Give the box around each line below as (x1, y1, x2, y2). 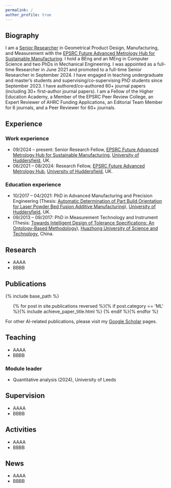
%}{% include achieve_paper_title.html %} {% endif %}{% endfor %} (12, 308, 159, 314)
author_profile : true (5, 12, 52, 17)
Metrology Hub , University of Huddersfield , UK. (12, 168, 113, 174)
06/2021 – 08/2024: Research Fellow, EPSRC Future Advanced (12, 163, 145, 169)
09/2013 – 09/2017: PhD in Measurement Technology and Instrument (12, 215, 158, 221)
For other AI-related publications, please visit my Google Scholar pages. (5, 318, 157, 324)
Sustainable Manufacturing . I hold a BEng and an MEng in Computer (5, 56, 149, 62)
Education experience (5, 181, 61, 188)
